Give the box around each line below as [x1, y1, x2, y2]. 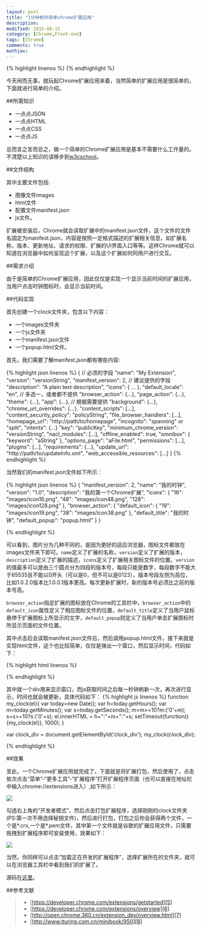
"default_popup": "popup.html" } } [16, 516, 101, 524]
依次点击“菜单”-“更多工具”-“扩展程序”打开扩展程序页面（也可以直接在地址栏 [6, 775, 192, 782]
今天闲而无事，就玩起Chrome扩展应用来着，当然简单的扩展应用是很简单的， [6, 76, 195, 84]
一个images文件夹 [14, 320, 60, 328]
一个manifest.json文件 [14, 335, 70, 343]
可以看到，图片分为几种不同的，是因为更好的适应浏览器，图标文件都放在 [6, 541, 185, 548]
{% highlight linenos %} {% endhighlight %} [6, 64, 115, 72]
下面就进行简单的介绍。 [6, 84, 64, 92]
